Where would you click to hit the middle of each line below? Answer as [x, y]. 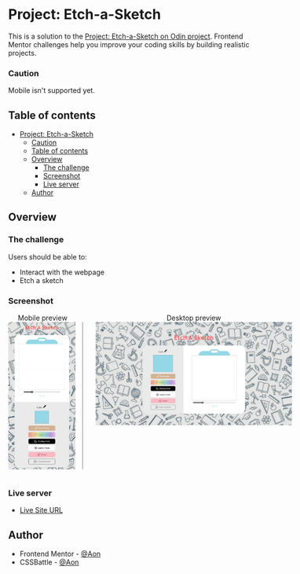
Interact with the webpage [62, 272]
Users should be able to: [48, 256]
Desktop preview [194, 318]
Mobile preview [43, 318]
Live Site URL [41, 510]
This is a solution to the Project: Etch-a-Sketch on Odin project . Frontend [126, 36]
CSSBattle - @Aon [49, 562]
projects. [22, 53]
